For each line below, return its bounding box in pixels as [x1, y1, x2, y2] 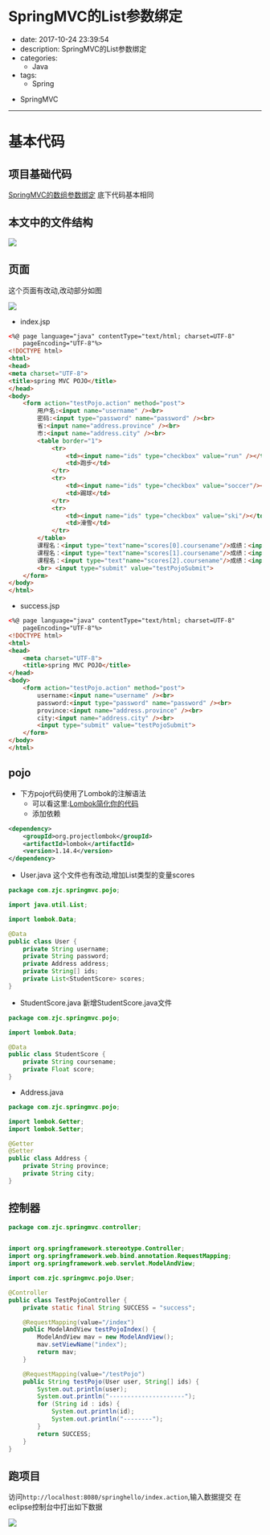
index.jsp [19, 316, 51, 326]
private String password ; [22, 952, 110, 960]
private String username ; [22, 945, 110, 953]
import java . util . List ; [8, 901, 88, 909]
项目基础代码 [8, 167, 72, 181]
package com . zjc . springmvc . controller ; [8, 1223, 142, 1232]
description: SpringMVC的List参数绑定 [19, 43, 147, 53]
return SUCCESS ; [37, 1430, 92, 1438]
